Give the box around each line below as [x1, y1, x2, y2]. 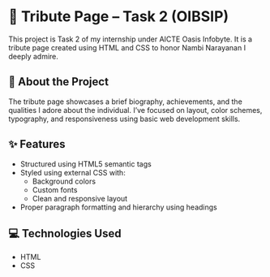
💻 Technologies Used [8, 227, 122, 240]
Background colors [32, 176, 96, 186]
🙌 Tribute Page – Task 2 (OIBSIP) [8, 7, 229, 26]
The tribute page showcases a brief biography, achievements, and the [8, 97, 243, 106]
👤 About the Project [8, 75, 109, 89]
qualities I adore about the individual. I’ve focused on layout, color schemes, [8, 105, 263, 115]
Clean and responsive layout [32, 193, 128, 203]
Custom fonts [32, 184, 78, 194]
